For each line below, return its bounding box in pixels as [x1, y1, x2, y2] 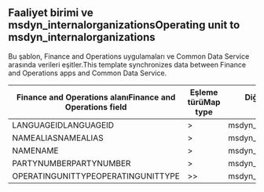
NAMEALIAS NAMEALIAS [12, 132, 104, 143]
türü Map [187, 96, 221, 107]
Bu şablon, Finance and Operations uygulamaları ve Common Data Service [8, 51, 250, 61]
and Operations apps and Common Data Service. [8, 68, 167, 78]
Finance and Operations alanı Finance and [16, 92, 176, 103]
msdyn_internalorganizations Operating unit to [8, 19, 240, 32]
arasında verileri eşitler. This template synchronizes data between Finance [8, 60, 246, 69]
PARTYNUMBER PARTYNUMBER [12, 158, 131, 168]
